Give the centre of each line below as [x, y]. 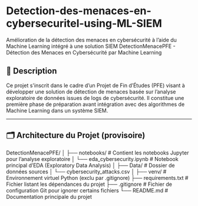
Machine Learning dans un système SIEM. [57, 110]
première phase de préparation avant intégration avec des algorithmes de [95, 104]
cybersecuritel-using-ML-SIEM [84, 23]
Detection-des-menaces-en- [79, 11]
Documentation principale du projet [49, 197]
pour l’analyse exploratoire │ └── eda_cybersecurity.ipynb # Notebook [92, 159]
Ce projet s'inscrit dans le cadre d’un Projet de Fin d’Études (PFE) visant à [96, 85]
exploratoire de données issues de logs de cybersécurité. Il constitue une [95, 98]
